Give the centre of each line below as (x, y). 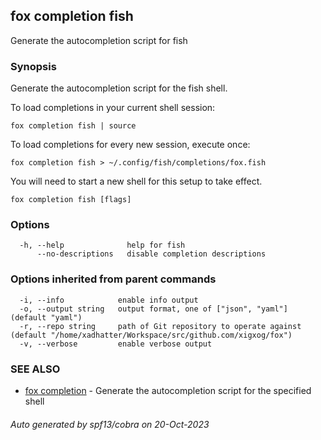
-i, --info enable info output (109, 300)
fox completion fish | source (73, 126)
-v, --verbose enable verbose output (116, 344)
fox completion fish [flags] (71, 200)
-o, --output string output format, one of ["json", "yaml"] (153, 309)
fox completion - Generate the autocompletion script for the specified (168, 390)
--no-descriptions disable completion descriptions (151, 254)
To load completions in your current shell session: (113, 108)
